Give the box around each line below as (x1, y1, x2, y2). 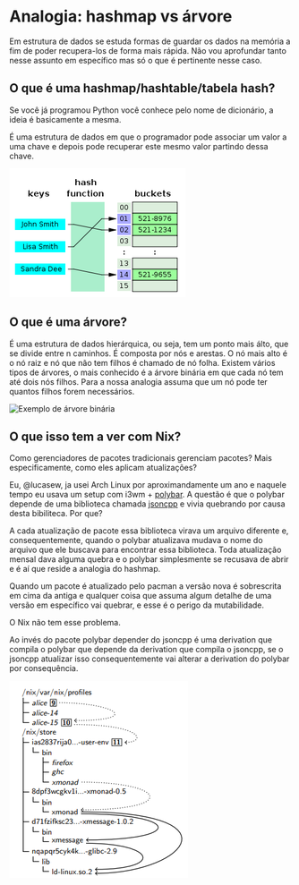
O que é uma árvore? (9, 315, 128, 330)
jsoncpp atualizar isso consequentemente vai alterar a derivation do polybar (9, 653, 290, 664)
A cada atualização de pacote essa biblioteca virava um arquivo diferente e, (9, 525, 289, 536)
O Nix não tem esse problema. (9, 617, 121, 628)
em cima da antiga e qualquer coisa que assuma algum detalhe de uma (9, 591, 272, 601)
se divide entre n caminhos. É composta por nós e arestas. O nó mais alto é (9, 347, 288, 359)
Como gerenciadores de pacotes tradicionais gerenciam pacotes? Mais (9, 453, 273, 464)
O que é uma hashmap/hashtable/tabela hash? (9, 81, 276, 96)
